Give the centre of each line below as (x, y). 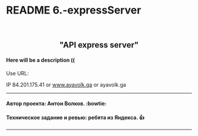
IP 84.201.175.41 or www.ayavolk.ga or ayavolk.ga (66, 84)
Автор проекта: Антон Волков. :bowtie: (57, 104)
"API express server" (99, 45)
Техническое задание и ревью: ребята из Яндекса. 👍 (75, 117)
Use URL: (18, 73)
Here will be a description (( (41, 60)
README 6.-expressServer (74, 10)
